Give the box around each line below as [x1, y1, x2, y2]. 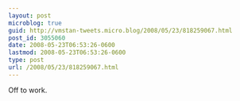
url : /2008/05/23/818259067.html [8, 64, 119, 72]
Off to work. [8, 85, 48, 95]
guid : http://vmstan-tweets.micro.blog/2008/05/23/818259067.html [8, 26, 233, 34]
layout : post [8, 11, 52, 20]
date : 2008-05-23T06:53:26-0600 [8, 41, 115, 49]
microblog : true [8, 19, 62, 27]
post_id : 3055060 [8, 33, 66, 42]
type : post [8, 56, 45, 64]
